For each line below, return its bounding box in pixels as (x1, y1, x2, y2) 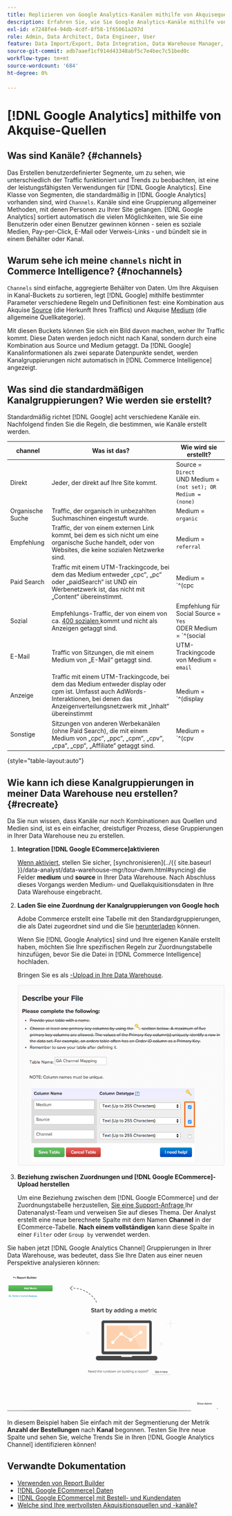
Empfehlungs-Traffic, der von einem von (51, 609, 168, 617)
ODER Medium (175, 624, 217, 632)
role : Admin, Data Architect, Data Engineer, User (7, 33, 156, 40)
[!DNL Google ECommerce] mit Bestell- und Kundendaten (17, 1493, 182, 1501)
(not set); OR (175, 484, 217, 491)
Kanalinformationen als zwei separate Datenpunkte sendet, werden (7, 349, 198, 357)
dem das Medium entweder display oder (51, 680, 166, 689)
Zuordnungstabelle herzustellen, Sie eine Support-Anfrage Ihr (17, 1201, 193, 1209)
